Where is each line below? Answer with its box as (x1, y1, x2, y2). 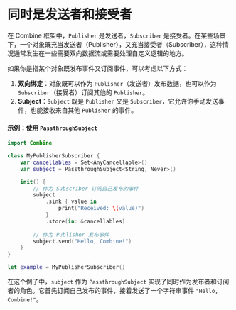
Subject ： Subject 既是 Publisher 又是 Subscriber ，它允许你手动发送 (17, 96, 218, 105)
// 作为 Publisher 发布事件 (33, 231, 109, 238)
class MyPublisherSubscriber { (7, 153, 100, 160)
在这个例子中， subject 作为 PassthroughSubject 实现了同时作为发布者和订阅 (7, 277, 230, 286)
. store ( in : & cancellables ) (45, 218, 126, 225)
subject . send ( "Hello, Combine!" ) (33, 238, 132, 245)
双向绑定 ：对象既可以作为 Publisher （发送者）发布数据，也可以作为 (17, 79, 217, 87)
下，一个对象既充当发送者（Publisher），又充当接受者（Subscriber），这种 (7, 40, 222, 48)
